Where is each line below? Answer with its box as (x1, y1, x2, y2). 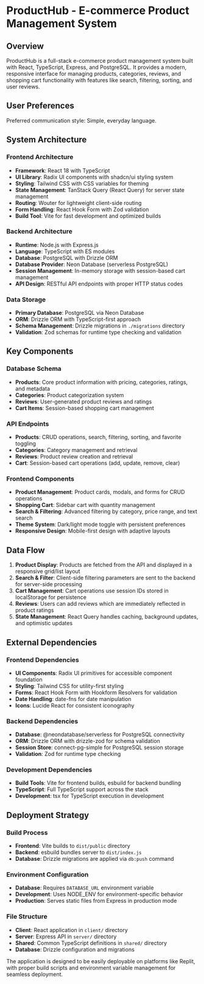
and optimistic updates (15, 620, 73, 627)
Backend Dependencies (6, 717, 79, 725)
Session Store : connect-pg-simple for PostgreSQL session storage (15, 744, 184, 751)
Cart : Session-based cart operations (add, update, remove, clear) (15, 459, 180, 467)
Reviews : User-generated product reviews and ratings (15, 398, 152, 405)
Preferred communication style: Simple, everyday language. (6, 117, 157, 124)
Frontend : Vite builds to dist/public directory (15, 842, 131, 850)
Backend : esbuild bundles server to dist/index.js (15, 849, 142, 856)
